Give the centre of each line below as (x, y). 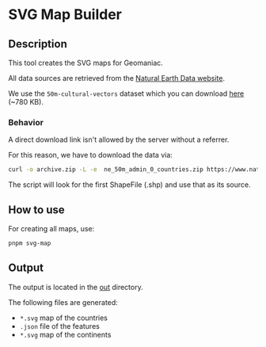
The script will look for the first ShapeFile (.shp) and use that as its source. (129, 185)
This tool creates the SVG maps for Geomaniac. (86, 63)
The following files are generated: (63, 302)
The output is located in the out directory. (76, 287)
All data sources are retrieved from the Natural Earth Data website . (117, 78)
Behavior (26, 122)
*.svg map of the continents (65, 334)
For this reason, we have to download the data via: (90, 155)
